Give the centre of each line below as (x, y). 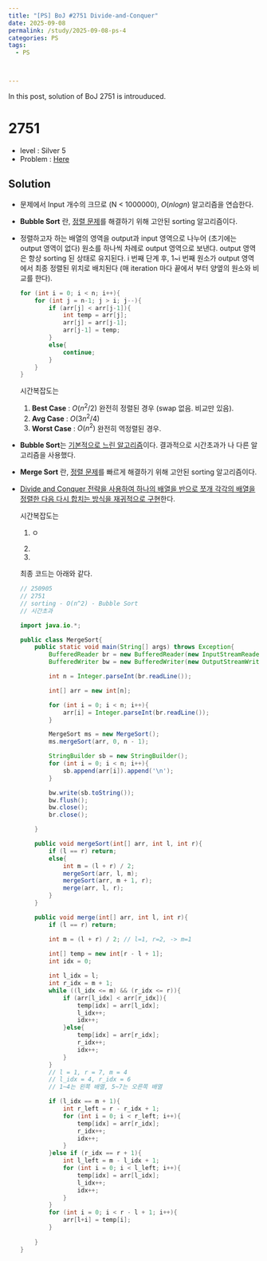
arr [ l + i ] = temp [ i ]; (97, 1220)
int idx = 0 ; (71, 961)
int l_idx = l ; (74, 976)
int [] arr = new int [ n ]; (90, 690)
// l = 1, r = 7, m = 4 (88, 1072)
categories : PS (33, 38)
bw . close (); (69, 807)
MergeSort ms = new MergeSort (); (104, 734)
